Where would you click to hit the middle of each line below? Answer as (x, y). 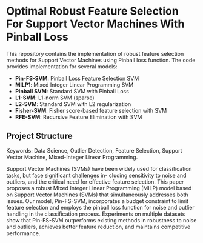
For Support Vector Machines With (95, 24)
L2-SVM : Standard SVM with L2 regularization (73, 104)
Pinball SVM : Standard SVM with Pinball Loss (72, 91)
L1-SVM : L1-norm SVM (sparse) (55, 98)
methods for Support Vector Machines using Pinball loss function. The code (101, 60)
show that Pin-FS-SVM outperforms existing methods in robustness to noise (101, 220)
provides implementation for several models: (62, 66)
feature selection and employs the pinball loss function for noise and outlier (101, 207)
